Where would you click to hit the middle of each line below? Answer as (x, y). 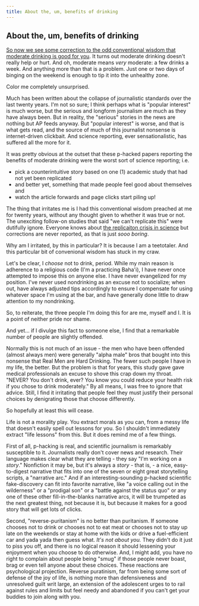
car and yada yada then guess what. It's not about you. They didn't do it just (99, 540)
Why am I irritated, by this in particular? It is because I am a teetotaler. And (97, 246)
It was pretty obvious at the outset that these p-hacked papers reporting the (99, 154)
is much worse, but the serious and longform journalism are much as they (96, 111)
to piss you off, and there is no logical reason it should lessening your (91, 546)
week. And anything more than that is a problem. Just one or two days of (95, 69)
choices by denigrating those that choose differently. (71, 399)
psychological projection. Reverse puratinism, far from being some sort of (97, 572)
